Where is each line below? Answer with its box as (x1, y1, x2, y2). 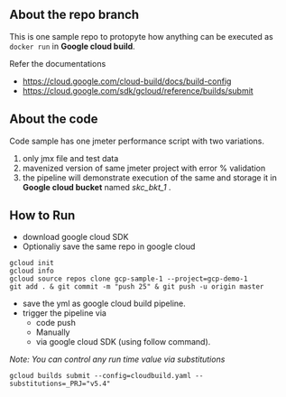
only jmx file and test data (22, 152, 119, 163)
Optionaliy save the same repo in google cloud (22, 241, 196, 252)
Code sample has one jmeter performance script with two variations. (9, 135, 264, 146)
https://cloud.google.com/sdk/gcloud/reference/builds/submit (22, 85, 254, 96)
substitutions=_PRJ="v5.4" (9, 379, 111, 389)
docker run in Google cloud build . (9, 41, 135, 51)
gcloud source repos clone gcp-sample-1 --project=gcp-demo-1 (9, 274, 248, 283)
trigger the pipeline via (22, 308, 106, 319)
